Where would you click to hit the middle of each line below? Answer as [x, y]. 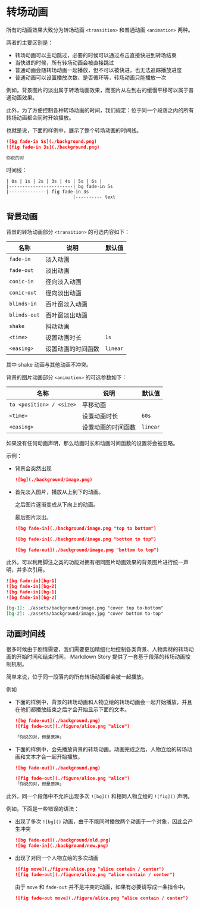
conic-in [21, 282]
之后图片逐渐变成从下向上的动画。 [57, 505]
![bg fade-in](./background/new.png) [62, 846]
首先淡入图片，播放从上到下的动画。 [59, 492]
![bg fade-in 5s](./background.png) [51, 141]
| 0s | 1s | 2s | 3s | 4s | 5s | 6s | [54, 181]
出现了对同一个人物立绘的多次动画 [57, 858]
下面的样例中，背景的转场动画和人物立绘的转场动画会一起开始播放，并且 [103, 702]
